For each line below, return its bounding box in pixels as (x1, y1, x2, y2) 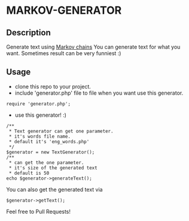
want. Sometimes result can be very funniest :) (6, 50, 121, 57)
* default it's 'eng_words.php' (8, 138, 90, 144)
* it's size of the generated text (8, 165, 97, 171)
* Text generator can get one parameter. (8, 128, 114, 134)
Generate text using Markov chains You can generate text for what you (6, 43, 181, 50)
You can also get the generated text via (6, 186, 103, 193)
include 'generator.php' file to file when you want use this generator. (14, 89, 184, 96)
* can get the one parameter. (8, 159, 84, 165)
